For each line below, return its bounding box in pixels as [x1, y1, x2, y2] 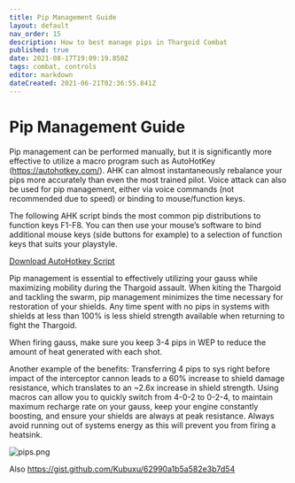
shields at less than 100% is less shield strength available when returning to [9, 310, 285, 321]
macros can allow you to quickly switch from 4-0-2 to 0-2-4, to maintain [9, 391, 273, 402]
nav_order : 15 [9, 29, 62, 38]
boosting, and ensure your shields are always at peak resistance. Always [9, 410, 275, 421]
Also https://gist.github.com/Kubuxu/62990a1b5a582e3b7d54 [9, 464, 236, 474]
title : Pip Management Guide [9, 12, 117, 22]
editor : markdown [9, 71, 74, 80]
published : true [9, 46, 69, 55]
